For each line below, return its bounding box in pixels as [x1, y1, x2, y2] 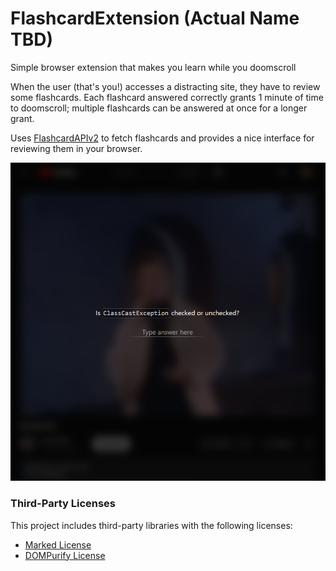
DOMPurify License [24, 549, 106, 561]
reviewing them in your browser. [10, 142, 143, 154]
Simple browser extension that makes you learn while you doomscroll [10, 61, 297, 73]
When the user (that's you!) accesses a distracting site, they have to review [10, 80, 321, 92]
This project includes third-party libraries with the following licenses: [10, 519, 293, 531]
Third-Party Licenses [10, 497, 117, 511]
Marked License [24, 538, 92, 551]
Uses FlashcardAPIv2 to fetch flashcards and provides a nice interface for [10, 132, 315, 144]
